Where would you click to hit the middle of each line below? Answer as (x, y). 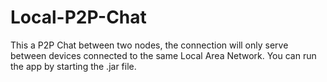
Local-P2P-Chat (78, 17)
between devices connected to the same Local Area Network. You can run (163, 55)
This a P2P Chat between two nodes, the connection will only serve (149, 45)
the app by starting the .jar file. (73, 66)
